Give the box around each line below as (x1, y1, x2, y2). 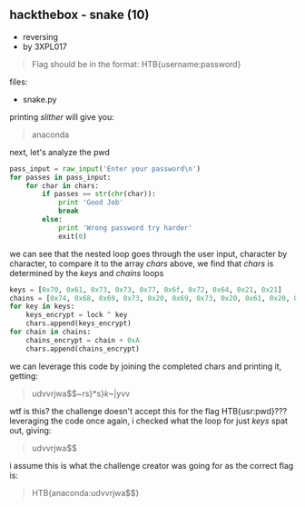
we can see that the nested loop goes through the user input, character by (9, 248, 288, 259)
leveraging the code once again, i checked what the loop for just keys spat (9, 415, 289, 426)
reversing (22, 31, 59, 42)
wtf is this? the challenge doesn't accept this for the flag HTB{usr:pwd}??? (9, 405, 288, 416)
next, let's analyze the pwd (9, 146, 111, 157)
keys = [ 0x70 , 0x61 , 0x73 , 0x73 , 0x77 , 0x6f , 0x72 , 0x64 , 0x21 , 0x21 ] (9, 285, 282, 294)
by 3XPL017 (22, 41, 68, 52)
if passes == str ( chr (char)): (42, 190, 156, 199)
